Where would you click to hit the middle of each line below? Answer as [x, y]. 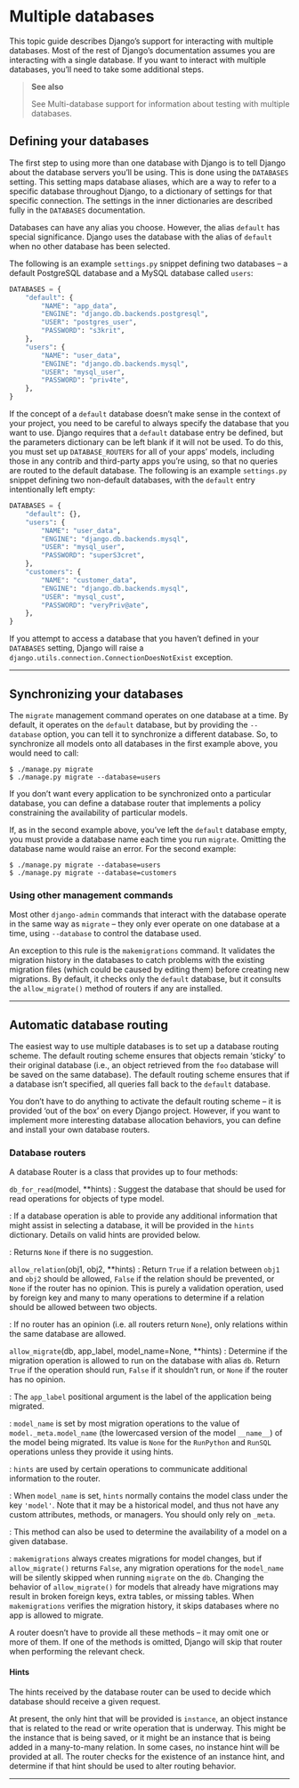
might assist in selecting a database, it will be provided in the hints [132, 1226]
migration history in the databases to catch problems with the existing [137, 960]
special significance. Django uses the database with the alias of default [141, 237]
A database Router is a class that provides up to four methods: [124, 1172]
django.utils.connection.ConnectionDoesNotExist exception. [121, 658]
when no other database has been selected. [90, 246]
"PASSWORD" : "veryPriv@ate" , [95, 605]
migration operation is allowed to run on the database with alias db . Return [145, 1361]
